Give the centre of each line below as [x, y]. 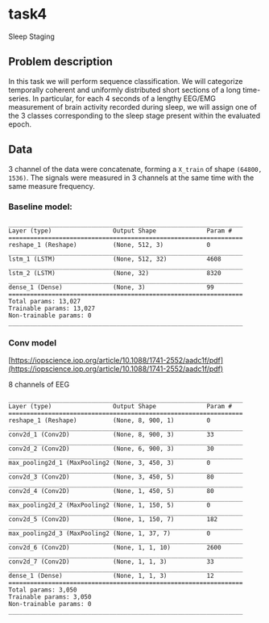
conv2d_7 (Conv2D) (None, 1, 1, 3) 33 [112, 562]
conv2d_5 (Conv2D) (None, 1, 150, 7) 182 [113, 520]
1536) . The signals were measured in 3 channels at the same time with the [131, 178]
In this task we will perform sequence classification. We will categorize [126, 81]
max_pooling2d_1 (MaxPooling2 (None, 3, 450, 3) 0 [110, 463]
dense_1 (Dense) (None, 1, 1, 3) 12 [112, 576]
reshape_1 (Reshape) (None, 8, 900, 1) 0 [110, 420]
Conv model [33, 342]
